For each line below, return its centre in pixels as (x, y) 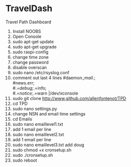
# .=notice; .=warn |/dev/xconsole (45, 93)
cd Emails (22, 119)
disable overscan (30, 67)
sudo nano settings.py (35, 109)
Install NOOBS (27, 31)
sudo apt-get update (33, 41)
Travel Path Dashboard (28, 22)
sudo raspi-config (31, 52)
